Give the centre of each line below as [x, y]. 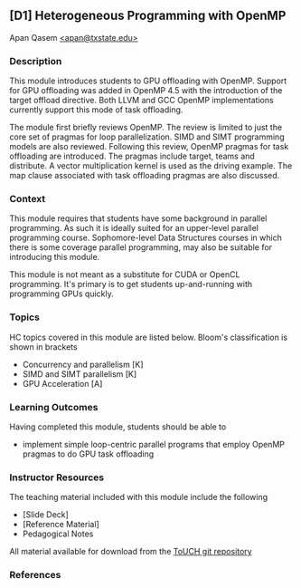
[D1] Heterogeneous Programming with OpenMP [148, 16]
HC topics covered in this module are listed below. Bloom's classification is [148, 337]
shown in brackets [44, 347]
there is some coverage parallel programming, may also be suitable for [141, 247]
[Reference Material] [61, 525]
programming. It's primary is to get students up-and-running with [131, 284]
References [35, 575]
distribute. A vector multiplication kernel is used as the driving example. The [151, 166]
